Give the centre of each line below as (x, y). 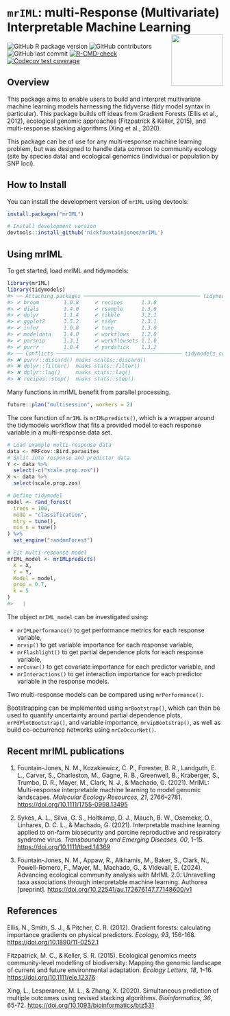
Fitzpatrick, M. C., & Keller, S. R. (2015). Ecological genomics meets (102, 955)
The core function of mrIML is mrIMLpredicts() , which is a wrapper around (111, 417)
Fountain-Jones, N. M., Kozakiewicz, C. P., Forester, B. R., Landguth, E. (117, 767)
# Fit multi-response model (47, 553)
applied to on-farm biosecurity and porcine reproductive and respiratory (119, 832)
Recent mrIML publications (66, 751)
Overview (28, 83)
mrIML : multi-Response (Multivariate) (114, 13)
